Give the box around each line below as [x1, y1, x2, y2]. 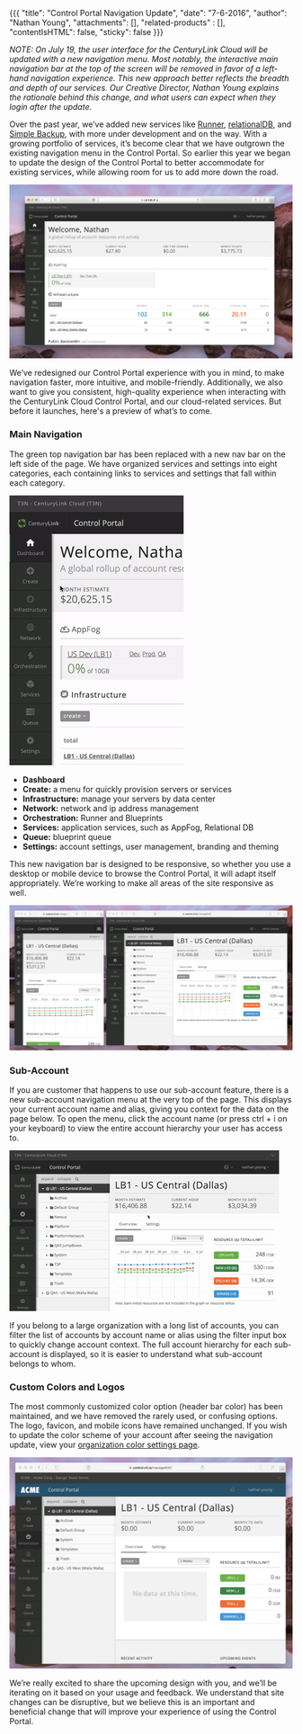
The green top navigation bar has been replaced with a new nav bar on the [9, 449, 286, 460]
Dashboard [22, 773, 66, 785]
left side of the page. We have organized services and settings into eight [9, 458, 278, 469]
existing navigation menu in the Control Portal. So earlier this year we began [9, 147, 290, 158]
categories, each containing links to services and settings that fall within [9, 468, 277, 478]
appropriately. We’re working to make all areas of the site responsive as [9, 877, 274, 889]
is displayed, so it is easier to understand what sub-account [41, 1348, 263, 1359]
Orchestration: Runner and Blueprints [22, 812, 164, 823]
